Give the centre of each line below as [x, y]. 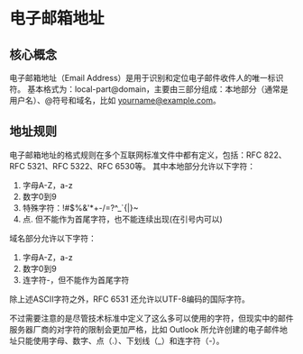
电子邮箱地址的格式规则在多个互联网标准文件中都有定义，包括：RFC [136, 155]
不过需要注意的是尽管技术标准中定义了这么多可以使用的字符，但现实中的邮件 [151, 318]
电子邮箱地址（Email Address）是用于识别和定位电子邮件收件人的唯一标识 [147, 78]
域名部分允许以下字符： [53, 238]
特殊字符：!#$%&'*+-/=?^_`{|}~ [80, 207]
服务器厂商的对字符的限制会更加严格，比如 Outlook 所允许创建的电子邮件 [145, 329]
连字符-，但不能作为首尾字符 [76, 279]
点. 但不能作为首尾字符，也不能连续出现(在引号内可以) [122, 219]
